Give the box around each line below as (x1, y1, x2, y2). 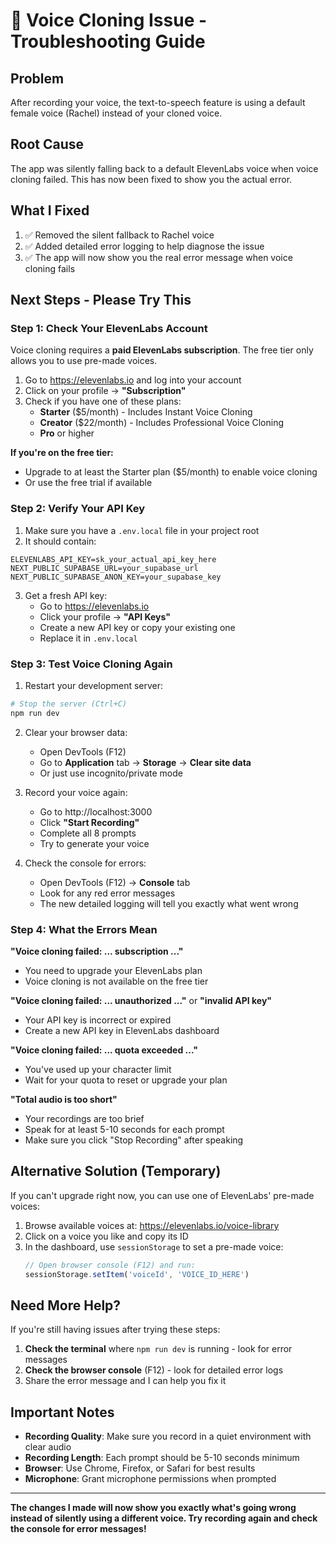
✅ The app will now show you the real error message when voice (24, 251, 293, 263)
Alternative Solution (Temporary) (10, 1163, 222, 1180)
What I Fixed (10, 202, 90, 219)
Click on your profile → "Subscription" (24, 385, 187, 397)
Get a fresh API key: (24, 589, 108, 601)
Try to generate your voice (39, 837, 150, 849)
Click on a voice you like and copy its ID (24, 1230, 189, 1242)
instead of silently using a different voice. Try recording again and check (10, 1512, 318, 1524)
